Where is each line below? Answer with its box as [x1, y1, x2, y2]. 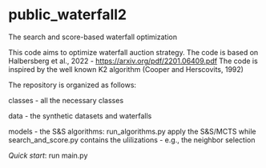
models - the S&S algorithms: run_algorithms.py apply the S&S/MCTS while [8, 126, 256, 136]
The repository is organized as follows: [8, 80, 137, 90]
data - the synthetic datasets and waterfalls [8, 110, 152, 121]
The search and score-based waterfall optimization [8, 32, 178, 42]
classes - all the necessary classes [8, 95, 124, 105]
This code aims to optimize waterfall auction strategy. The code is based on [8, 47, 259, 57]
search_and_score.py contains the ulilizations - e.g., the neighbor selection [8, 134, 256, 145]
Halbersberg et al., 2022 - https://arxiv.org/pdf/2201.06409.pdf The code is [8, 56, 258, 66]
